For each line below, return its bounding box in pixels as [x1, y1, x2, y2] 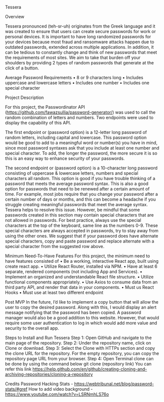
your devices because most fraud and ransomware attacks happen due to [5, 39, 154, 45]
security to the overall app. [5, 325, 59, 331]
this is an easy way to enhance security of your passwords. [5, 155, 125, 161]
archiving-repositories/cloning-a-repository [5, 371, 93, 377]
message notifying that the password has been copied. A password [5, 309, 141, 315]
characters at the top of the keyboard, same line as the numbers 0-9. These [5, 222, 158, 228]
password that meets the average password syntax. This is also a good [5, 181, 148, 186]
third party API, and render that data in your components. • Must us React [5, 284, 154, 290]
